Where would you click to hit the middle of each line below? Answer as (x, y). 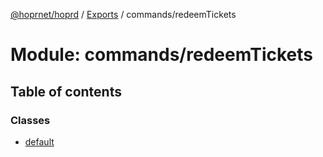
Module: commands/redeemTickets (161, 55)
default (39, 141)
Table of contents (66, 91)
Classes (30, 120)
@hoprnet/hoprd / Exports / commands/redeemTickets (123, 14)
